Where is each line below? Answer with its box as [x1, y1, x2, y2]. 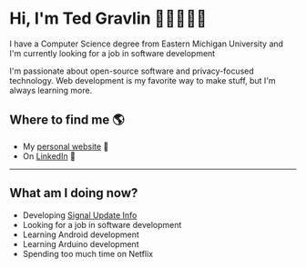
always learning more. [9, 84, 93, 95]
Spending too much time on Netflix [22, 248, 153, 259]
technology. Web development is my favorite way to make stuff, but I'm [9, 74, 276, 85]
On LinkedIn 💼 [22, 150, 76, 162]
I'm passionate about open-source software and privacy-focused [9, 65, 255, 76]
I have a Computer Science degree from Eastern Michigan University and [9, 38, 284, 49]
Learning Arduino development [22, 238, 139, 249]
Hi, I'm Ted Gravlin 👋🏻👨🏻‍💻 [9, 8, 208, 29]
